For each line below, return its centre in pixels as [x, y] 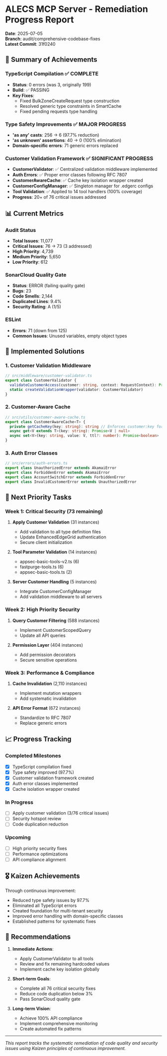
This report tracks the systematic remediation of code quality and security [82, 1043]
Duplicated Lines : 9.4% [37, 302]
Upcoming [18, 837]
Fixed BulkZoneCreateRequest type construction [70, 101]
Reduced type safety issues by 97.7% [51, 900]
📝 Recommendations [38, 937]
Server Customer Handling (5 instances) [54, 582]
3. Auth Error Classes [32, 453]
